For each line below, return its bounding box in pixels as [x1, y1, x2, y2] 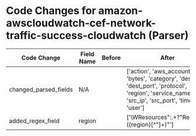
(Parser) [148, 29, 189, 42]
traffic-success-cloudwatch [6, 29, 146, 42]
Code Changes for [6, 4, 96, 18]
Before [101, 54, 121, 62]
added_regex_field [9, 117, 60, 125]
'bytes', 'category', [126, 74, 178, 82]
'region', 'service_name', [126, 89, 194, 97]
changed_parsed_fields [9, 85, 73, 93]
